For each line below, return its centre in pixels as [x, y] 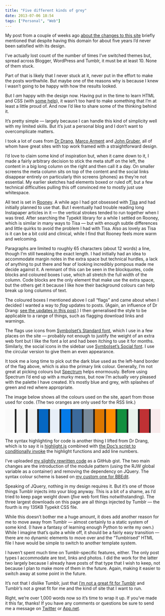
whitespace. [17, 193]
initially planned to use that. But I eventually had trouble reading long [75, 207]
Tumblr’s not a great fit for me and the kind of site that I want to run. [74, 588]
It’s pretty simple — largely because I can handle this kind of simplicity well [81, 121]
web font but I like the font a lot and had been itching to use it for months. [80, 341]
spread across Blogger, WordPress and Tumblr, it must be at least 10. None [81, 61]
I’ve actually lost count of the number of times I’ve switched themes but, [78, 56]
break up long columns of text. [36, 290]
